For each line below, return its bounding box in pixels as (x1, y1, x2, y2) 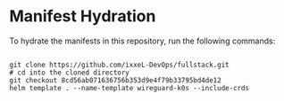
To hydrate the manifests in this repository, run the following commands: (9, 35, 276, 46)
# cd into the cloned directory (9, 68, 129, 77)
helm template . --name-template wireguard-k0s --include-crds (9, 83, 250, 92)
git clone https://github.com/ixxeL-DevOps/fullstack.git (9, 60, 230, 69)
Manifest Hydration (9, 6, 156, 27)
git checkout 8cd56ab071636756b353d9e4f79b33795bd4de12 (9, 75, 221, 85)
